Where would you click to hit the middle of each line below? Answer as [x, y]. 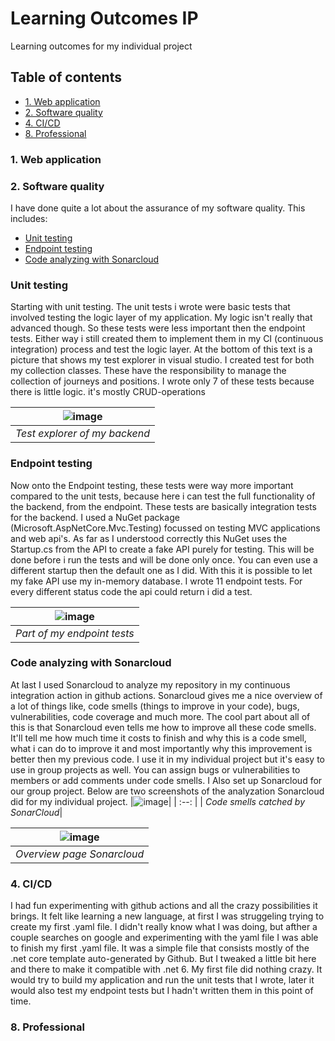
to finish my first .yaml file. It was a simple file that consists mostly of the [160, 948]
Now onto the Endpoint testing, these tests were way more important [152, 485]
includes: [29, 218]
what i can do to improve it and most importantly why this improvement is [161, 748]
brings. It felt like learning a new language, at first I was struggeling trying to [167, 916]
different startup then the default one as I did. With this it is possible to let [161, 570]
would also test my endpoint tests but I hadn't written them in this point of [162, 991]
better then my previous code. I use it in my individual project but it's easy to [167, 759]
